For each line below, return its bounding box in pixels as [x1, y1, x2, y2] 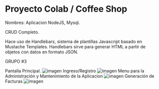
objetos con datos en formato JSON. [5, 49, 79, 55]
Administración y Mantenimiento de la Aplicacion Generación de [5, 73, 155, 79]
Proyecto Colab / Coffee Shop [5, 3, 127, 15]
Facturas [5, 78, 23, 84]
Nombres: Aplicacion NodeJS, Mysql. [5, 20, 80, 25]
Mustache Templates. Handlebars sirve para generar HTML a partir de [5, 44, 146, 49]
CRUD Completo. [5, 29, 39, 35]
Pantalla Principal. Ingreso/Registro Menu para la [5, 67, 144, 74]
